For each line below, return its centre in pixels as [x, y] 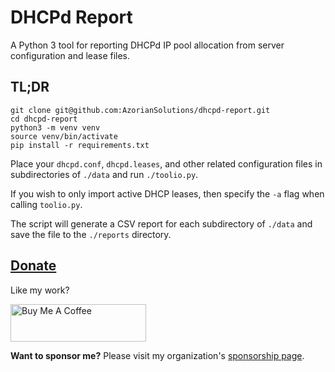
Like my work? [40, 290]
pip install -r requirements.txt [80, 145]
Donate [33, 266]
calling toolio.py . [46, 204]
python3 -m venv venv [55, 127]
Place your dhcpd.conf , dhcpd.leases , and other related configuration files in [166, 163]
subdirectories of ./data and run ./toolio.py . [104, 174]
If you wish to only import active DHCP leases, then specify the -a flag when [167, 193]
